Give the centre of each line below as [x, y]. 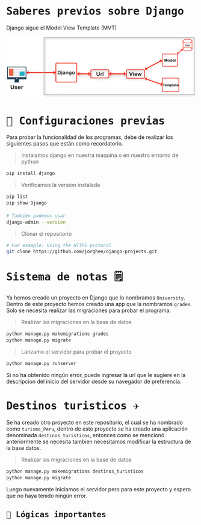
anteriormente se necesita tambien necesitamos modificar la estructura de [99, 441]
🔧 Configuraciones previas [86, 121]
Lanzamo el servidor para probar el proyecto [76, 352]
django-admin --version [36, 222]
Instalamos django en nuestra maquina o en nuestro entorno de [100, 155]
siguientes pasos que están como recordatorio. [65, 144]
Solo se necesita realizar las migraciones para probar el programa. [89, 310]
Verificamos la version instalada [60, 185]
